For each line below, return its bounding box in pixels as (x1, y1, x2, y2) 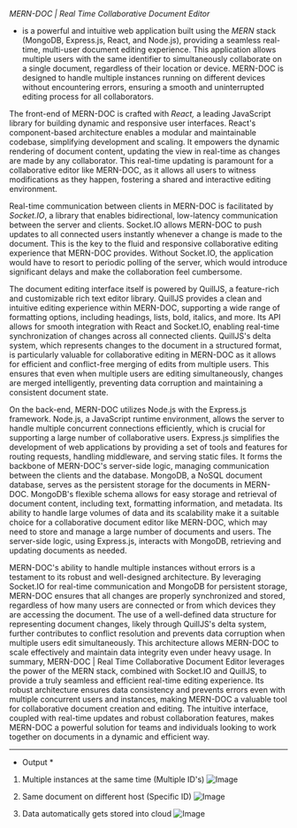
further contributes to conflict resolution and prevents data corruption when (9, 628, 286, 639)
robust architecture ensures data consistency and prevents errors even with (9, 685, 286, 694)
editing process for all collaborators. (21, 91, 155, 102)
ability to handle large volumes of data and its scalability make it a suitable (9, 508, 280, 517)
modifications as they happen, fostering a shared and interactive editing (9, 174, 271, 185)
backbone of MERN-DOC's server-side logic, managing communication (9, 461, 270, 471)
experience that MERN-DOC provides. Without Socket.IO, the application (9, 248, 274, 258)
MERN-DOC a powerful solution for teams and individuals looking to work (9, 722, 277, 732)
